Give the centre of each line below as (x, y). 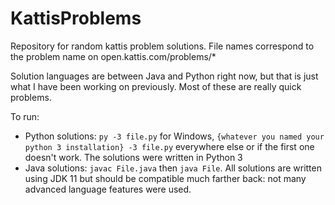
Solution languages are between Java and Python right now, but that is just (164, 76)
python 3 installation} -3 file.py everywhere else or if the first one (169, 146)
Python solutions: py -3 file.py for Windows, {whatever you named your (174, 136)
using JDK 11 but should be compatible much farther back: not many (165, 178)
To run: (25, 116)
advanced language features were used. (108, 189)
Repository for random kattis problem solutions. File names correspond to (162, 46)
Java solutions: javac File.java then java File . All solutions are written (173, 168)
